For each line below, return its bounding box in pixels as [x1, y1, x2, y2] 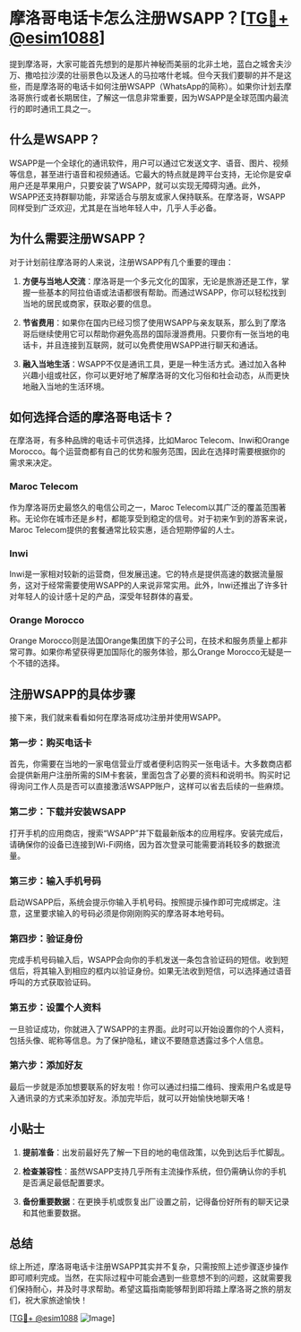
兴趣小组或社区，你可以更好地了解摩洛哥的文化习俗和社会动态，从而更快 [21, 369, 289, 381]
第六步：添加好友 [9, 1059, 83, 1071]
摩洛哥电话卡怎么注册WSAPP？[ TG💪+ [9, 8, 289, 29]
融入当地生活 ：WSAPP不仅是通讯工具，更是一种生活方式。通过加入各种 [21, 358, 287, 369]
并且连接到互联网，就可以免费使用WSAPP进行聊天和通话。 [46, 339, 263, 350]
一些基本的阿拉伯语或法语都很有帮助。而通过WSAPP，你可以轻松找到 [30, 287, 287, 297]
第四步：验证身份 [9, 932, 83, 945]
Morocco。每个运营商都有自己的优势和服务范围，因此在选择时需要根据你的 [9, 446, 286, 457]
